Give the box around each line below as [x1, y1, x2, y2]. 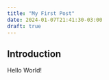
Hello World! [7, 66, 43, 75]
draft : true [7, 23, 41, 29]
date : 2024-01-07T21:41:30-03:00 [7, 16, 103, 23]
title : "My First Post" [7, 10, 75, 17]
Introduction [7, 48, 62, 59]
